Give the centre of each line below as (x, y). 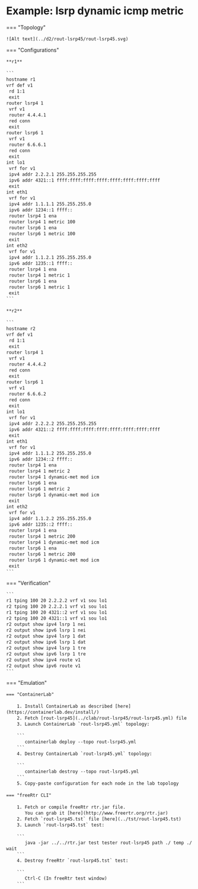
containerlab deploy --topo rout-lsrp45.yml (80, 742)
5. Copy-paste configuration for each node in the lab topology (98, 783)
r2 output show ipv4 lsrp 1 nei (46, 624)
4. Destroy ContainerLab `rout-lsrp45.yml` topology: (84, 754)
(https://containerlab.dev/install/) (53, 712)
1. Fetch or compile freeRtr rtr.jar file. (71, 807)
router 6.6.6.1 (27, 145)
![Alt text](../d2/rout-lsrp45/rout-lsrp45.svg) (67, 39)
